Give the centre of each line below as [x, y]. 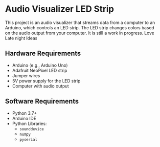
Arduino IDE [24, 118]
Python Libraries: [29, 124]
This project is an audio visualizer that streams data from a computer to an [80, 22]
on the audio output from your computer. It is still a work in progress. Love [80, 33]
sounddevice [32, 129]
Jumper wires [26, 75]
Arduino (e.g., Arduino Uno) [40, 65]
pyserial [28, 139]
